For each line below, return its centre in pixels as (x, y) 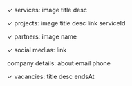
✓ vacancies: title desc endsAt (51, 76)
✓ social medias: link (37, 50)
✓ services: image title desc (47, 10)
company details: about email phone (59, 63)
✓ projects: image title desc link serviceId (66, 23)
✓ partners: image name (42, 36)
